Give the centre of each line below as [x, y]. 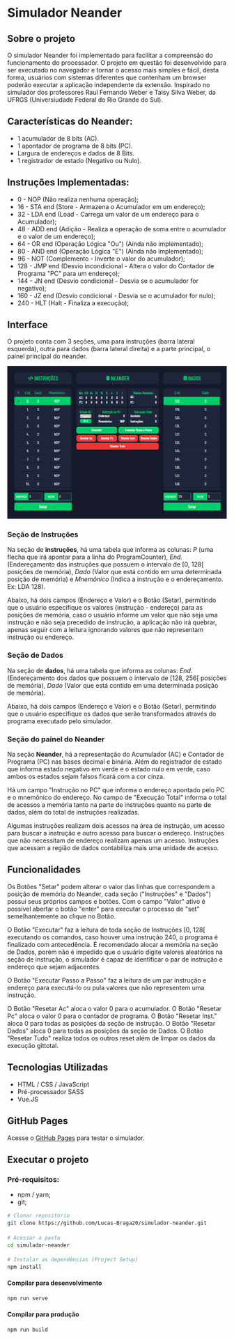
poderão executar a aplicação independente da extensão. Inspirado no [109, 85]
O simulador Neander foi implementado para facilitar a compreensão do [110, 55]
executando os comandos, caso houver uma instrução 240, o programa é [112, 937]
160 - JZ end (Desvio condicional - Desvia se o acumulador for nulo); [116, 295]
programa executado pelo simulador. [60, 721]
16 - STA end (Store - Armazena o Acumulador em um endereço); [111, 206]
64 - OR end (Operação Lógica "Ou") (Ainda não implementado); [110, 244]
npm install [24, 1267]
